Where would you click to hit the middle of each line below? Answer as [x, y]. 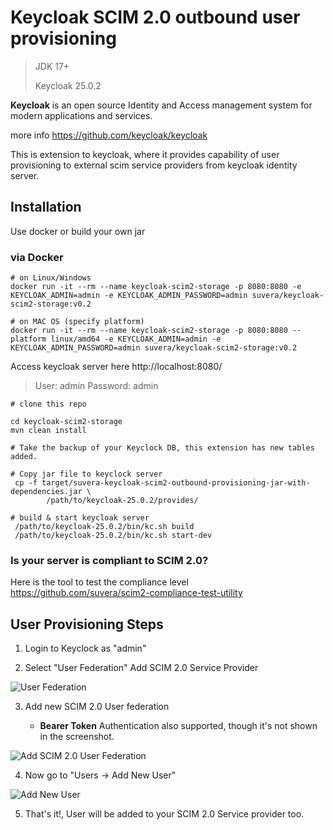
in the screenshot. [77, 737]
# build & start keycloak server [80, 518]
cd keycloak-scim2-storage [66, 422]
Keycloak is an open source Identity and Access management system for [161, 105]
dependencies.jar [46, 492]
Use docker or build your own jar [78, 231]
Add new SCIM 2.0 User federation [97, 707]
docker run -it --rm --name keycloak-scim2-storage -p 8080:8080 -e [156, 287]
